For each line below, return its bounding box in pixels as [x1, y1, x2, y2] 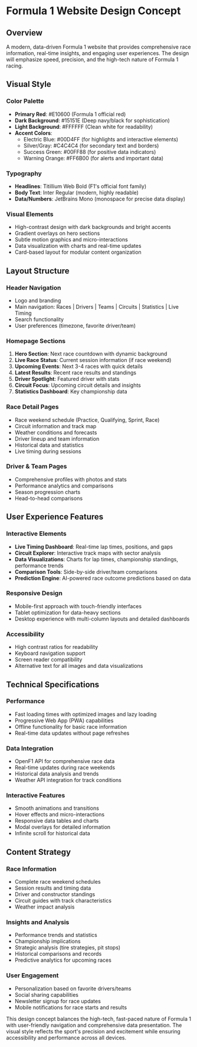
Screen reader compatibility [14, 656, 83, 663]
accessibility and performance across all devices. [6, 1034, 127, 1041]
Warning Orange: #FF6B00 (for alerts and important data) [23, 154, 164, 161]
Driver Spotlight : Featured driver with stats [14, 376, 120, 383]
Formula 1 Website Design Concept [6, 4, 181, 18]
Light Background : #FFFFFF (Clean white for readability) [14, 123, 153, 130]
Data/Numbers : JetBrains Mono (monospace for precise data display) [14, 195, 186, 202]
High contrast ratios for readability [14, 644, 98, 651]
